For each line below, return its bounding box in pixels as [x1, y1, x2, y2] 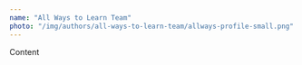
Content [9, 46, 40, 57]
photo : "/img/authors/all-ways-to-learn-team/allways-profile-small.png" [9, 22, 295, 31]
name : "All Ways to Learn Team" [9, 13, 132, 23]
